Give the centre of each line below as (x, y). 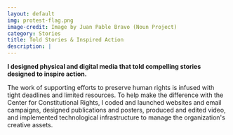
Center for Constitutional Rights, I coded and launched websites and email (114, 102)
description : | (29, 46)
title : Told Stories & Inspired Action (66, 40)
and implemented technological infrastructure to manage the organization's (116, 117)
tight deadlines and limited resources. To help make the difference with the (115, 95)
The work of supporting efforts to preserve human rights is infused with (111, 88)
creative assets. (30, 125)
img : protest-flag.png (40, 20)
